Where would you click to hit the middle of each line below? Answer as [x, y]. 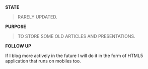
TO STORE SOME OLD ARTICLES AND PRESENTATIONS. [76, 36]
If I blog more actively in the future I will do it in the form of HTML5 [74, 55]
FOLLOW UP [18, 46]
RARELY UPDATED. [38, 17]
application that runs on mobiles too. [43, 61]
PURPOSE [16, 26]
